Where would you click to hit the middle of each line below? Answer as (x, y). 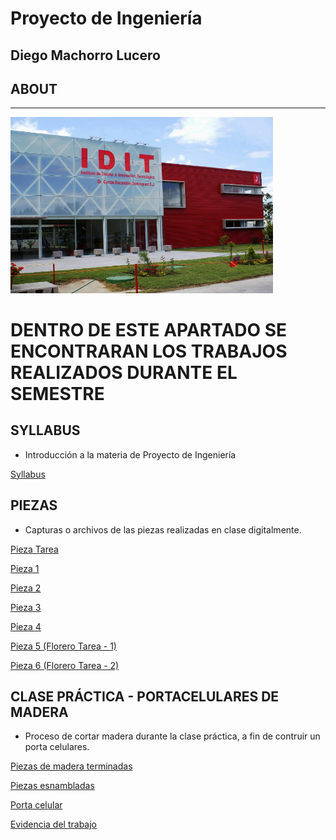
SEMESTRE (57, 393)
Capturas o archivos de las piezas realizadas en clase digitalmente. (163, 529)
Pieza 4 (26, 626)
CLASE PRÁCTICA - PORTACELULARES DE (145, 696)
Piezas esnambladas (52, 786)
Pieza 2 (26, 588)
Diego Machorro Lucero (85, 55)
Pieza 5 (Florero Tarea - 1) (63, 646)
